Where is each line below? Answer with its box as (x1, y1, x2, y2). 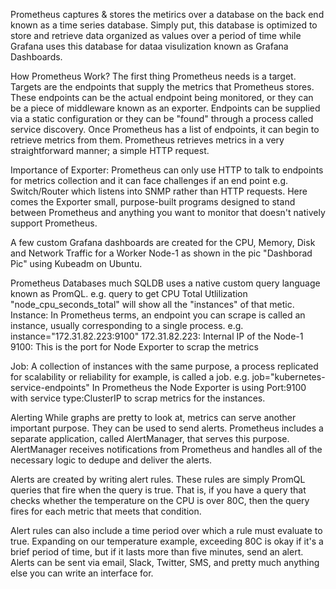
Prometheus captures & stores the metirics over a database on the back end (10, 9, 325, 20)
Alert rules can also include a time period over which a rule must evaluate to (10, 525, 323, 536)
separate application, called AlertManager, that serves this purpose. (10, 433, 290, 444)
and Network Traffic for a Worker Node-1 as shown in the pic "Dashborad (10, 247, 313, 259)
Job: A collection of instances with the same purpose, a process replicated (10, 360, 319, 372)
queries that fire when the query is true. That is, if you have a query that (10, 484, 307, 496)
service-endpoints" (10, 382, 90, 393)
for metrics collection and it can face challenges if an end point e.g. (10, 175, 289, 186)
